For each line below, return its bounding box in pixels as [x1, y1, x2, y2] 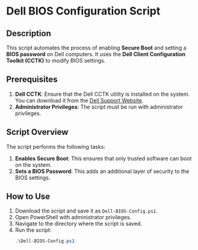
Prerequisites [6, 74, 58, 85]
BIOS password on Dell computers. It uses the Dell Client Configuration [6, 51, 185, 58]
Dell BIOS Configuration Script [6, 4, 161, 18]
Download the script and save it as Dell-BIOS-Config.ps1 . [14, 207, 158, 214]
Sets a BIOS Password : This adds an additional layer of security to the [14, 167, 190, 175]
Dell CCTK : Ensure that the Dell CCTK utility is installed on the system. [14, 90, 190, 98]
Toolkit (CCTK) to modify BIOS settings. [6, 57, 106, 64]
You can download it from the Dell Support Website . [14, 96, 144, 104]
